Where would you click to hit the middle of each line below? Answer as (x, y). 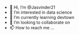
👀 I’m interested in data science (41, 12)
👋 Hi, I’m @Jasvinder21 (32, 7)
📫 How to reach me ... (32, 28)
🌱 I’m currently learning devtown (42, 17)
